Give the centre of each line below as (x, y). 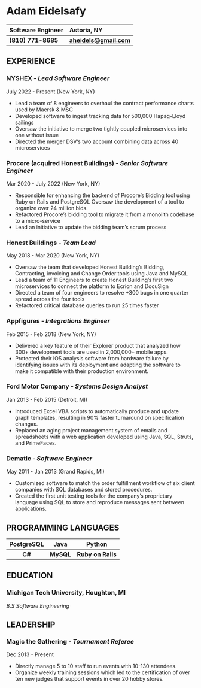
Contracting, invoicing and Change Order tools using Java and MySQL (101, 274)
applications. (31, 509)
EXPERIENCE (31, 61)
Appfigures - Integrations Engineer (58, 321)
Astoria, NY (86, 30)
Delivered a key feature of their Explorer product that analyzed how (98, 345)
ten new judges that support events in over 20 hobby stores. (89, 679)
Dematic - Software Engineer (49, 458)
